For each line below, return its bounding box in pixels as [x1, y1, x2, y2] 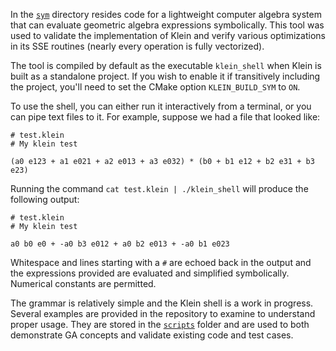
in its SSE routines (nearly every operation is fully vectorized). [10, 40, 265, 52]
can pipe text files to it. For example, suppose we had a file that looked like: [10, 111, 321, 123]
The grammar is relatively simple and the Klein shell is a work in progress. [10, 297, 314, 309]
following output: [10, 194, 80, 205]
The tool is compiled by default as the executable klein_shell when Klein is [10, 60, 322, 71]
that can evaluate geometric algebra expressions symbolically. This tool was [10, 19, 325, 31]
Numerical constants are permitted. [10, 278, 157, 289]
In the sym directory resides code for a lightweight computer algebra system [10, 9, 322, 20]
